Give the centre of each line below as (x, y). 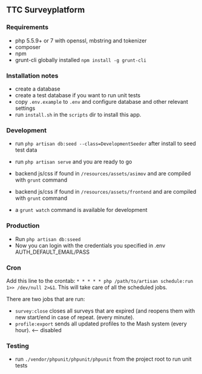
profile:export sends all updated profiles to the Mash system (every (101, 324)
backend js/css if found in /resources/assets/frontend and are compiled (106, 192)
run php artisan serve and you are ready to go (73, 162)
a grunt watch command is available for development (81, 210)
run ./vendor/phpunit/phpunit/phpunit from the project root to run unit (103, 359)
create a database (37, 89)
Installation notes (32, 75)
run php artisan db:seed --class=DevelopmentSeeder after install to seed (106, 144)
